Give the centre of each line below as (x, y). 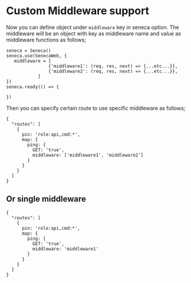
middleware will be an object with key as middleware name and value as (94, 33)
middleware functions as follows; (46, 40)
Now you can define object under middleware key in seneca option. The (93, 27)
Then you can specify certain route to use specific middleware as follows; (96, 108)
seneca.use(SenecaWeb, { (37, 56)
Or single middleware (46, 199)
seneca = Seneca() (29, 51)
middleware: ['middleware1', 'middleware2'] (88, 155)
